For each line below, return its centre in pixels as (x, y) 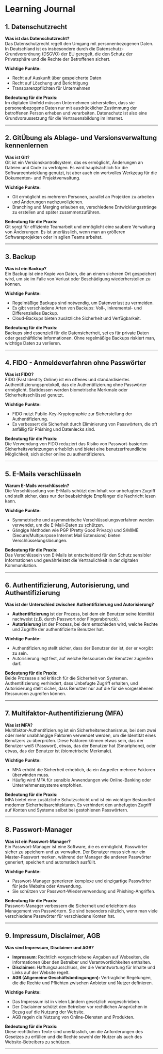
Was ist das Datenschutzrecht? (37, 38)
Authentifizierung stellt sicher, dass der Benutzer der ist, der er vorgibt (82, 648)
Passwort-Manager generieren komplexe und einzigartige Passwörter (81, 881)
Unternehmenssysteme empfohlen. (47, 785)
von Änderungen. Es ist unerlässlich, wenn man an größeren (65, 232)
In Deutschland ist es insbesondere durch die (50, 49)
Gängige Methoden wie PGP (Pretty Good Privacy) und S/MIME (75, 530)
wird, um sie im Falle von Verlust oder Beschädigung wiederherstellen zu (78, 279)
